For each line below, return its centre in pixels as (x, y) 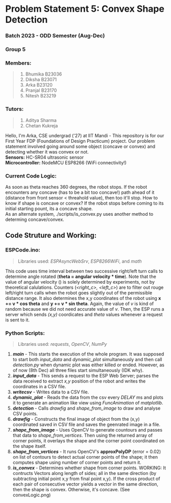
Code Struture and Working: (51, 235)
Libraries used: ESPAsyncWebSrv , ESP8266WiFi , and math (80, 261)
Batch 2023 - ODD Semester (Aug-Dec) (55, 36)
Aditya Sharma (41, 120)
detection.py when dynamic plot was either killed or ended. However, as (89, 365)
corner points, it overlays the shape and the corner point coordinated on (89, 441)
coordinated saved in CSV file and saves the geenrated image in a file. (87, 424)
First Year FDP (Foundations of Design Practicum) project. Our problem (80, 141)
